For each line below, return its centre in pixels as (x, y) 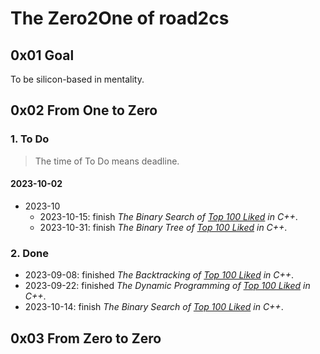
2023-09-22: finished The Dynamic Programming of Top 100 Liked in (167, 286)
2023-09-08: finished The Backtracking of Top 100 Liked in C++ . (159, 275)
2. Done (29, 253)
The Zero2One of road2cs (120, 18)
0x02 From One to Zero (84, 110)
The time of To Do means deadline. (107, 161)
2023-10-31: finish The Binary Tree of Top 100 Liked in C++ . (163, 227)
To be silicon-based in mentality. (77, 79)
